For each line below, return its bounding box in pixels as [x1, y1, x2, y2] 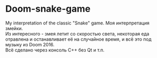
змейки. [5, 25, 23, 31]
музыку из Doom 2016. [5, 41, 55, 47]
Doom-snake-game [5, 3, 91, 15]
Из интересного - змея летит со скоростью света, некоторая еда [5, 31, 149, 37]
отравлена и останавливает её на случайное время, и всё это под [5, 36, 152, 42]
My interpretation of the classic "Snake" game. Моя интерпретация [5, 20, 150, 26]
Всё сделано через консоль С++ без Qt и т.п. [5, 47, 104, 53]
